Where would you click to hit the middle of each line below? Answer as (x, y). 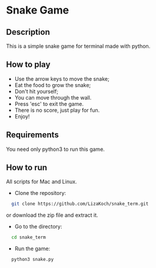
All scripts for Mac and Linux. (42, 182)
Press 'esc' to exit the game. (49, 104)
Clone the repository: (40, 193)
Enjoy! (22, 116)
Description (28, 32)
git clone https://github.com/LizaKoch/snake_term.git (80, 204)
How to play (28, 64)
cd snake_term (29, 237)
